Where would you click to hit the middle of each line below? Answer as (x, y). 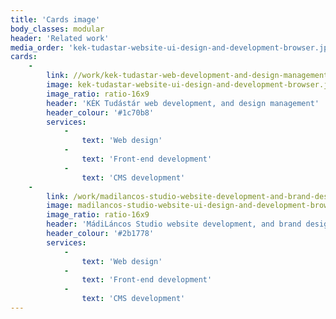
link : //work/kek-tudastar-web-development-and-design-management (187, 76)
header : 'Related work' (60, 38)
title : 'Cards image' (55, 19)
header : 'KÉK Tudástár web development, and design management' (183, 103)
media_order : (37, 47)
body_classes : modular (57, 29)
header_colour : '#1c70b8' (100, 112)
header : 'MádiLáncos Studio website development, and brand (174, 224)
